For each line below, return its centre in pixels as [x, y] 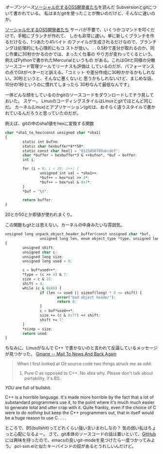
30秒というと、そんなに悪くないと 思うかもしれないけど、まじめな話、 [85, 78]
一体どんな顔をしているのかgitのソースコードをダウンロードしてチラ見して [80, 95]
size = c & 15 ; [38, 279]
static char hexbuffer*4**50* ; [54, 146]
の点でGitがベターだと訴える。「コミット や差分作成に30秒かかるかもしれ [78, 72]
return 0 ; [67, 302]
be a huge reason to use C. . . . [36, 418]
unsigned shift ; [39, 247]
